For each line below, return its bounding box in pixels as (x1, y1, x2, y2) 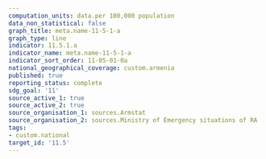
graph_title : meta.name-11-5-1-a (8, 26, 121, 35)
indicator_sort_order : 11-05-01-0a (8, 57, 128, 65)
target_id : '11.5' (8, 138, 70, 147)
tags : (8, 124, 27, 132)
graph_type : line (8, 34, 67, 43)
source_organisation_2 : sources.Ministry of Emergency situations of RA (8, 116, 258, 124)
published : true (8, 71, 63, 79)
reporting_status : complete (8, 79, 103, 87)
